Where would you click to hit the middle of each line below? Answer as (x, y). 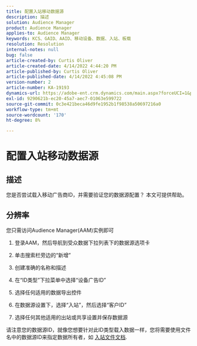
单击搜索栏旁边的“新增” (43, 255)
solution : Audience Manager (40, 22)
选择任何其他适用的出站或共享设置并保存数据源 (71, 317)
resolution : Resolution (35, 44)
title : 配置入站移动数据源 (35, 11)
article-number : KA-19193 (38, 88)
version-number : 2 (28, 83)
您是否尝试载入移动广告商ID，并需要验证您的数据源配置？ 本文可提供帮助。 (97, 195)
